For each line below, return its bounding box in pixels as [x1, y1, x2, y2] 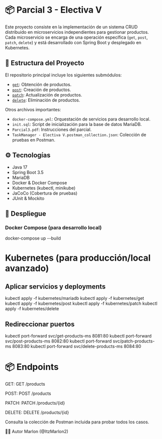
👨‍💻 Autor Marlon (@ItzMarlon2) [5, 429, 68, 434]
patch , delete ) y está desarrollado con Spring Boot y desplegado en [5, 39, 142, 45]
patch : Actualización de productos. [12, 92, 82, 98]
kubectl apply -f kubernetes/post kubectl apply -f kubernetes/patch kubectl [5, 300, 158, 307]
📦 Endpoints [5, 362, 59, 373]
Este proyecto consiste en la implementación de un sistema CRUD [5, 24, 138, 30]
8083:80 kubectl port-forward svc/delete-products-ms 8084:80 [12, 343, 142, 349]
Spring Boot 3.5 [12, 169, 44, 175]
